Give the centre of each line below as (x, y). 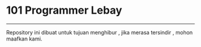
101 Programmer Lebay (64, 10)
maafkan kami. (25, 39)
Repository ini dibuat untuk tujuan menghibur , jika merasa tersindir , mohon (100, 32)
